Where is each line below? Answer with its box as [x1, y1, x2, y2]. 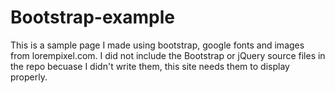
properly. [10, 71, 48, 83]
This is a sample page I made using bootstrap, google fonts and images [10, 39, 305, 51]
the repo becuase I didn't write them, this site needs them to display [10, 60, 290, 72]
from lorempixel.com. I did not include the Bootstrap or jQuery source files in [10, 49, 326, 61]
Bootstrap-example [10, 6, 175, 29]
